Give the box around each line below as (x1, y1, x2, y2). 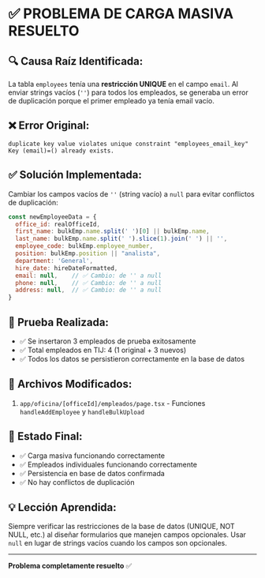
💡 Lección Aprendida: (8, 501, 117, 514)
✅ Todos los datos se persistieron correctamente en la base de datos (19, 354, 245, 363)
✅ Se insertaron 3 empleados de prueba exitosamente (19, 336, 196, 346)
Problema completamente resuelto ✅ (8, 561, 132, 571)
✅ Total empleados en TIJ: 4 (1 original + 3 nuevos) (19, 345, 187, 355)
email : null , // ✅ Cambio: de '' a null (15, 272, 162, 280)
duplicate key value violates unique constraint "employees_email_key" (8, 140, 248, 148)
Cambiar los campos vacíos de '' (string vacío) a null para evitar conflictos (8, 189, 255, 198)
